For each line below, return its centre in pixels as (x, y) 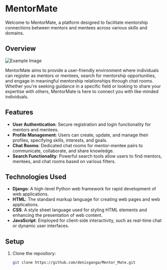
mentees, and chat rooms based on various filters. (64, 161)
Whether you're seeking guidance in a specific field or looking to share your (83, 86)
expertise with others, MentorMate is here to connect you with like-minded (82, 91)
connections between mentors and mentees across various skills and (76, 27)
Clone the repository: (34, 254)
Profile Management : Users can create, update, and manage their (80, 135)
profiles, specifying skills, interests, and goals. (60, 140)
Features (19, 112)
